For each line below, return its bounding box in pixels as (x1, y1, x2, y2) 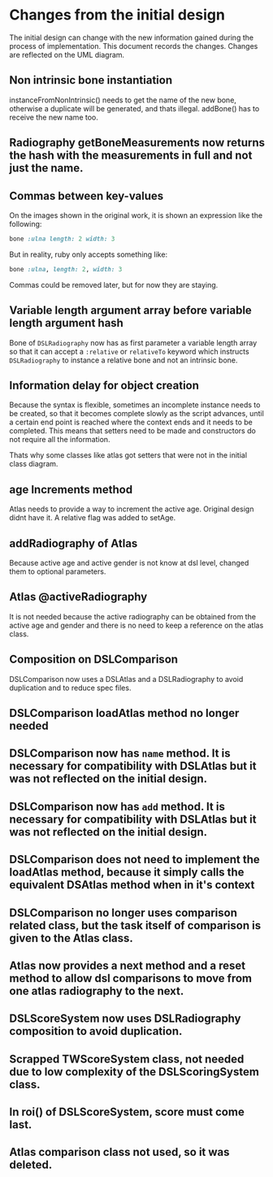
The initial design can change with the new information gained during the (9, 33, 254, 42)
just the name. (9, 161, 84, 176)
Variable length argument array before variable (9, 303, 253, 318)
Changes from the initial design (9, 6, 226, 24)
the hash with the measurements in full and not (9, 149, 253, 163)
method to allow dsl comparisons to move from (9, 971, 253, 985)
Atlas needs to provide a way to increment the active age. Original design (9, 504, 254, 514)
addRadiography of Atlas (9, 536, 138, 550)
